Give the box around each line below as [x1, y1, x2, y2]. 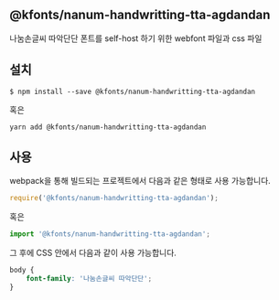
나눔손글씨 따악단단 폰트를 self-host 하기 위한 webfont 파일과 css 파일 [9, 32, 263, 44]
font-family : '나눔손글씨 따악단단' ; [26, 274, 153, 284]
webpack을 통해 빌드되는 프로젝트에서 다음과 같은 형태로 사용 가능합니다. [9, 176, 272, 187]
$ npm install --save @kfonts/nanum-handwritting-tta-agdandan [9, 87, 256, 96]
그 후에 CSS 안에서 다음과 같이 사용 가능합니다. [9, 247, 177, 259]
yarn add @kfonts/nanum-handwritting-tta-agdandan [9, 123, 207, 132]
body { [9, 265, 35, 275]
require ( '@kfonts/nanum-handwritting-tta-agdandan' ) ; [9, 194, 220, 203]
